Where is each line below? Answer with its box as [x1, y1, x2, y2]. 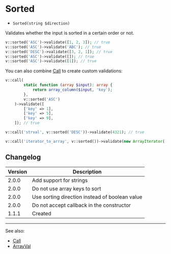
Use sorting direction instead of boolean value [32, 193, 142, 200]
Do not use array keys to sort [32, 185, 101, 192]
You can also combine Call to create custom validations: [5, 68, 123, 74]
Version [8, 168, 27, 175]
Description [72, 168, 102, 175]
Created [32, 210, 52, 217]
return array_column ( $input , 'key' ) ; [32, 87, 113, 92]
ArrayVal [12, 243, 31, 249]
